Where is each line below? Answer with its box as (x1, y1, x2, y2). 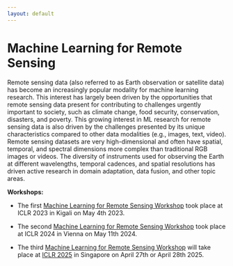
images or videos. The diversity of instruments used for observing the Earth (7, 152, 225, 160)
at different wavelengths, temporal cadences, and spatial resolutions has (7, 159, 216, 168)
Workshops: (7, 187, 44, 196)
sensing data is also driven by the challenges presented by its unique (7, 123, 205, 131)
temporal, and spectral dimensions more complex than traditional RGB (7, 144, 208, 153)
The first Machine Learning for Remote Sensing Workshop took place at (17, 201, 223, 210)
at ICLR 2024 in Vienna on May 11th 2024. (17, 229, 138, 237)
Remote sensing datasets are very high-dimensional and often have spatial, (7, 137, 223, 146)
